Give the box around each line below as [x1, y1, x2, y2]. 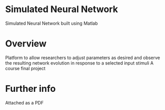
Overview [5, 38, 47, 49]
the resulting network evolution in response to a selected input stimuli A [5, 60, 154, 66]
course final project [5, 65, 46, 71]
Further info [5, 83, 56, 94]
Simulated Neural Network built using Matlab [5, 20, 98, 26]
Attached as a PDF [5, 99, 44, 105]
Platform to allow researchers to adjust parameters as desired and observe [5, 54, 160, 61]
